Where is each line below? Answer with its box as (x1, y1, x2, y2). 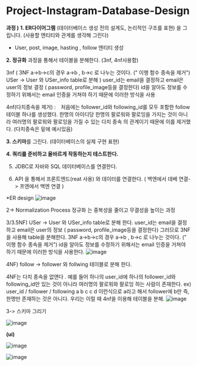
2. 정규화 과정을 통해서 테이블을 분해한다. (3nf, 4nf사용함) (6, 56, 139, 63)
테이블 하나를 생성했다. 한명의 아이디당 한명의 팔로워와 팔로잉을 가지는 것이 (6, 110, 178, 118)
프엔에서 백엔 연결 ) (19, 182, 64, 189)
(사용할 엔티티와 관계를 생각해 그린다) (23, 31, 109, 39)
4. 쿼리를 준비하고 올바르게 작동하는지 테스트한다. (6, 150, 119, 157)
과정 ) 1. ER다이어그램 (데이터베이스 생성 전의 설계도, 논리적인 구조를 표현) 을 (6, 24, 181, 31)
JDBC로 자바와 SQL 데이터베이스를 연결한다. (14, 162, 118, 170)
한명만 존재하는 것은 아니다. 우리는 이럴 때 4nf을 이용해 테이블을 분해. (6, 295, 165, 302)
